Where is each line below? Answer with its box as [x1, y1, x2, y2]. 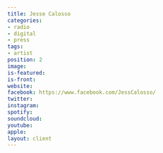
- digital [7, 30, 37, 37]
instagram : [7, 102, 40, 109]
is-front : [7, 75, 37, 83]
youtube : [7, 121, 33, 129]
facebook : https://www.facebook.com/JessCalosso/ [7, 89, 157, 96]
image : [7, 63, 27, 70]
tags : [7, 43, 23, 50]
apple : [7, 128, 27, 135]
